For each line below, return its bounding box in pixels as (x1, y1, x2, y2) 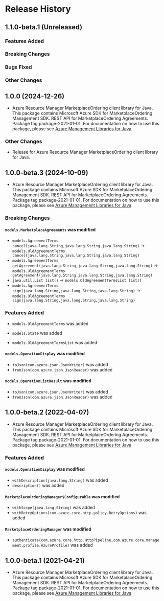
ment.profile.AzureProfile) (12, 543, 70, 548)
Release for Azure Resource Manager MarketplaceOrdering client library (12, 149, 158, 155)
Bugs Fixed (5, 64, 32, 70)
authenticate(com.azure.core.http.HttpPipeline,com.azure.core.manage (12, 538, 160, 543)
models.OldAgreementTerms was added (12, 321, 89, 326)
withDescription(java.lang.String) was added (12, 477, 109, 483)
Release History (5, 3, 71, 15)
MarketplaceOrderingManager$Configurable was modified (5, 493, 120, 500)
